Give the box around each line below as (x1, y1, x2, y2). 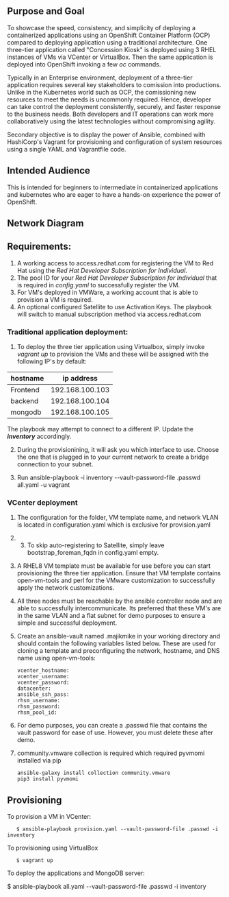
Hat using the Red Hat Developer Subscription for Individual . (16, 266, 188, 274)
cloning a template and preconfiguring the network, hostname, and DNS (16, 647, 220, 655)
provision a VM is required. (16, 295, 94, 304)
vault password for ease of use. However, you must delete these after (16, 728, 213, 737)
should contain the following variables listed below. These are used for (16, 639, 216, 647)
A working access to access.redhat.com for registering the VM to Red (16, 259, 214, 267)
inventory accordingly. (7, 432, 72, 441)
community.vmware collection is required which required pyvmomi (16, 749, 205, 757)
